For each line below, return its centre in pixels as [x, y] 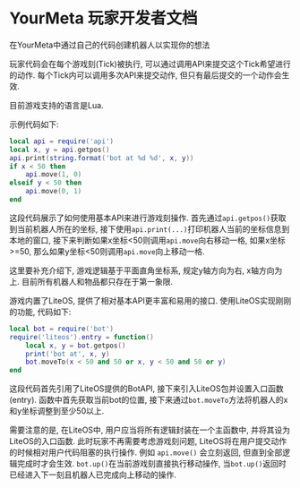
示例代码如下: [34, 124]
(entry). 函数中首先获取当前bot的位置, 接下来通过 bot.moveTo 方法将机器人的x [149, 400]
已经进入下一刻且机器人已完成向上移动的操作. [93, 475]
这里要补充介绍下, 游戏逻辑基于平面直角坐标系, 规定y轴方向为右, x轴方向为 [146, 270]
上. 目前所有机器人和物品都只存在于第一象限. [91, 281]
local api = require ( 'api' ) [62, 141]
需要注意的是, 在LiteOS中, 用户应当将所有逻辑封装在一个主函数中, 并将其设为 [150, 430]
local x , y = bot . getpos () [76, 346]
